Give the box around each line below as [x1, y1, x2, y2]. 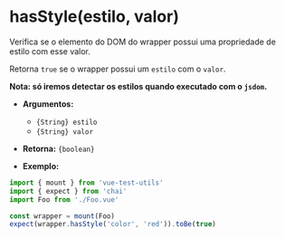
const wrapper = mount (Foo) [9, 211, 116, 221]
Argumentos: [22, 98, 74, 109]
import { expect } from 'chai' [9, 186, 128, 195]
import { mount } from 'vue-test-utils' [9, 178, 165, 187]
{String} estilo [35, 118, 98, 127]
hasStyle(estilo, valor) [9, 6, 179, 27]
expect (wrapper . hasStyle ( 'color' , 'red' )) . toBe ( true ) [9, 220, 217, 229]
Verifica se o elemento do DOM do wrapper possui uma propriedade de [9, 36, 276, 47]
